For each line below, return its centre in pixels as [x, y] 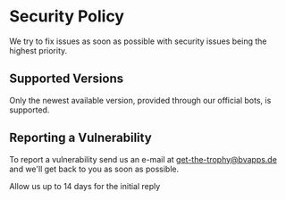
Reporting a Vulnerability [80, 138]
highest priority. [38, 50]
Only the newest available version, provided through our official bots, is [140, 100]
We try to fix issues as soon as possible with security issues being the [138, 41]
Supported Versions [66, 79]
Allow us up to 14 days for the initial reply [85, 186]
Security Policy [67, 17]
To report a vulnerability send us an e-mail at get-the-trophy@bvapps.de [143, 159]
